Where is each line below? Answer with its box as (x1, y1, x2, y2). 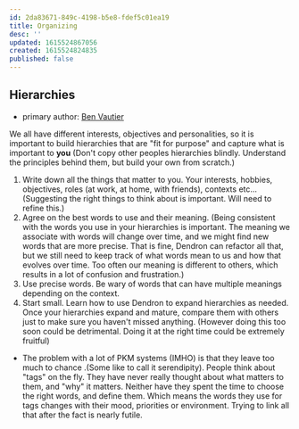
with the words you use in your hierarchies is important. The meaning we (21, 221, 290, 232)
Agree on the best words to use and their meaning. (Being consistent (21, 211, 276, 223)
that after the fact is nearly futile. (21, 409, 143, 420)
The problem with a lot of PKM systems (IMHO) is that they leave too (21, 352, 275, 363)
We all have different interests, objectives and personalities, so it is (9, 128, 254, 139)
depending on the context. (21, 287, 120, 299)
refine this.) (21, 202, 65, 213)
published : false (9, 54, 74, 63)
